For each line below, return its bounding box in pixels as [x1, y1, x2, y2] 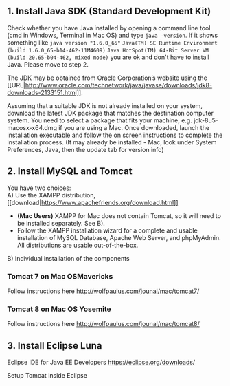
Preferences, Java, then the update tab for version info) [7, 145, 164, 153]
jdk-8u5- [193, 116, 218, 125]
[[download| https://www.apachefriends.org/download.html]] [7, 198, 179, 206]
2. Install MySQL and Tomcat [7, 165, 133, 178]
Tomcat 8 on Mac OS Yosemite [7, 304, 111, 314]
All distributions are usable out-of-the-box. [16, 241, 139, 249]
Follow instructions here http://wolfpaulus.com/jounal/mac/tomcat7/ [7, 287, 200, 295]
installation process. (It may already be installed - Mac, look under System [7, 138, 217, 147]
